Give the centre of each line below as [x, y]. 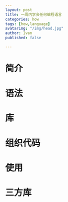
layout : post [19, 10]
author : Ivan [19, 33]
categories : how [22, 19]
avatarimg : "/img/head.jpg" [34, 29]
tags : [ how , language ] [28, 24]
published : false [23, 38]
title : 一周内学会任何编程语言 [33, 15]
